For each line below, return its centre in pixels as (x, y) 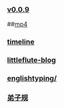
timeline (21, 42)
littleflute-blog (32, 60)
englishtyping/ (32, 78)
